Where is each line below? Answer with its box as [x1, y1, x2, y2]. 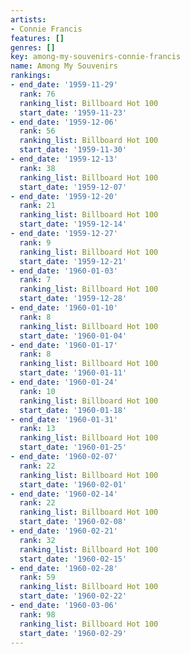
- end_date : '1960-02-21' [10, 526, 118, 536]
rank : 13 [19, 424, 56, 434]
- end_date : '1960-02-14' [10, 489, 118, 499]
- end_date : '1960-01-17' [10, 340, 118, 350]
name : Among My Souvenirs [10, 61, 118, 71]
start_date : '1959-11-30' [19, 145, 128, 155]
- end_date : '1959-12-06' [10, 117, 118, 127]
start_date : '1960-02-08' [19, 517, 128, 527]
